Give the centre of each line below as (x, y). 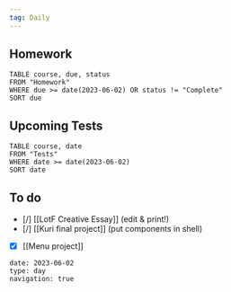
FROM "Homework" (40, 83)
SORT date (28, 170)
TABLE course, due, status (60, 75)
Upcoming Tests (56, 125)
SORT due (26, 98)
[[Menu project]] (53, 246)
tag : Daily (30, 18)
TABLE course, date (46, 146)
